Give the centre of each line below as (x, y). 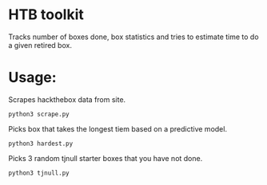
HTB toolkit (46, 15)
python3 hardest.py (41, 144)
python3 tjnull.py (39, 173)
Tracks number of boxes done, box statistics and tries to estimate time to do (133, 37)
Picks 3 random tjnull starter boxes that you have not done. (106, 158)
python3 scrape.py (39, 114)
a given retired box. (40, 45)
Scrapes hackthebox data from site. (67, 99)
